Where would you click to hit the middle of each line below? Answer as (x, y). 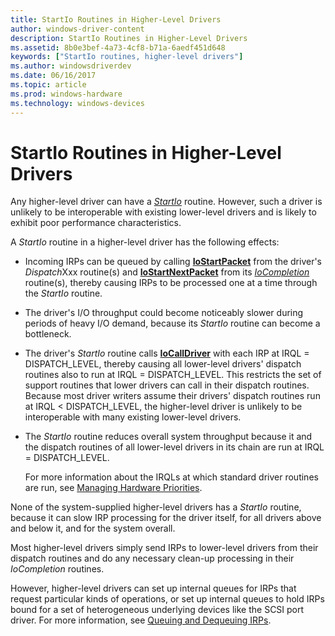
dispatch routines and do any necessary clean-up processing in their (152, 558)
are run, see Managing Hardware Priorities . (113, 488)
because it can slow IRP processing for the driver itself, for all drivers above (166, 518)
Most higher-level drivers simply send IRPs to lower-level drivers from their (164, 548)
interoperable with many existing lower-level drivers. (133, 417)
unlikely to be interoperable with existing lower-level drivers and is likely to (163, 212)
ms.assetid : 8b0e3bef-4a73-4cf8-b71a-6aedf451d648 (118, 47)
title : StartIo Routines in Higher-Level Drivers (116, 19)
